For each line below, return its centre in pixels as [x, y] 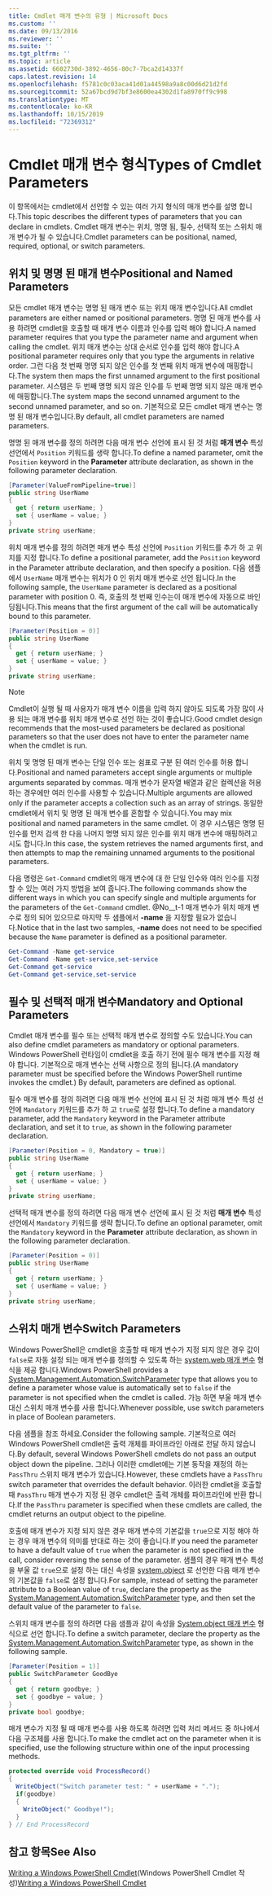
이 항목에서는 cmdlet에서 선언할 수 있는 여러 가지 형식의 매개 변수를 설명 [123, 206]
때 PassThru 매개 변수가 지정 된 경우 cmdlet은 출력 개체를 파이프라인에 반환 [127, 1494]
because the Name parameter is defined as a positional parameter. [118, 937]
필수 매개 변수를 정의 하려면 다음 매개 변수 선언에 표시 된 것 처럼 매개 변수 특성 [132, 1099]
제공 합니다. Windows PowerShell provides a [96, 1370]
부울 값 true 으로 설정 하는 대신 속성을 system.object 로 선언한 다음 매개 [131, 1570]
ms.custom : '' [33, 24]
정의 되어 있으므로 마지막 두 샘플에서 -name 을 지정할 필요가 [119, 917]
